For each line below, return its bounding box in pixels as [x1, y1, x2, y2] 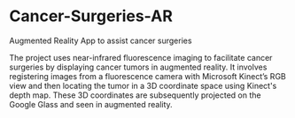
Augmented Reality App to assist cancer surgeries [9, 35, 192, 46]
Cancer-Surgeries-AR [9, 6, 173, 26]
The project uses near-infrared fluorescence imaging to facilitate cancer [9, 52, 273, 63]
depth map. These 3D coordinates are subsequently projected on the [9, 90, 261, 100]
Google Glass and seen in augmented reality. [9, 99, 173, 109]
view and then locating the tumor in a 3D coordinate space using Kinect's [9, 80, 277, 91]
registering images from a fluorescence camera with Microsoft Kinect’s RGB [9, 70, 286, 81]
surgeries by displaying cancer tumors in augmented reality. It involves [9, 62, 268, 72]
